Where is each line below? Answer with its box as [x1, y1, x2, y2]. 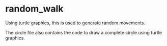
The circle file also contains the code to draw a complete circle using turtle [5, 29, 162, 35]
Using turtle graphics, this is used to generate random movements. [5, 20, 146, 26]
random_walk [5, 3, 64, 15]
